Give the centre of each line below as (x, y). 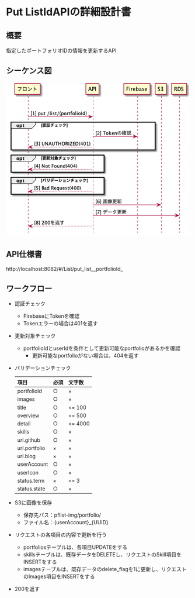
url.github (29, 440)
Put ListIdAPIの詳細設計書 (69, 12)
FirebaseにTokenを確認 (51, 316)
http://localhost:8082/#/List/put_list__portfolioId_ (65, 269)
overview (28, 415)
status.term (31, 480)
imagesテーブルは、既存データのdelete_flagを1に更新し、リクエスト (105, 569)
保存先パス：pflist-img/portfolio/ (62, 515)
